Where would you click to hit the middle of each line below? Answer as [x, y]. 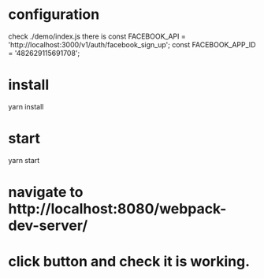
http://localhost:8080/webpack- [117, 209]
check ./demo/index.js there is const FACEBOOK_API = [97, 36]
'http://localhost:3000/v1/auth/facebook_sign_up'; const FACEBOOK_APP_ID [132, 44]
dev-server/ [48, 225]
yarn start [24, 160]
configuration [54, 15]
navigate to [46, 192]
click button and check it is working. [129, 262]
